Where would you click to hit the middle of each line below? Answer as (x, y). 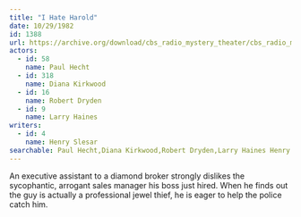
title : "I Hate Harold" (54, 17)
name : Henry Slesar (62, 142)
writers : (26, 126)
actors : (24, 51)
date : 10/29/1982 (42, 26)
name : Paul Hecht (58, 68)
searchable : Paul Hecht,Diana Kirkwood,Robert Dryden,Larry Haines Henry (150, 150)
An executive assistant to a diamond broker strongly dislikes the (127, 176)
